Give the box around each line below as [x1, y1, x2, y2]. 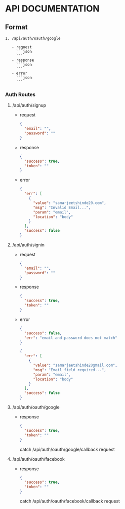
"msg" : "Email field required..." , [33, 367, 106, 372]
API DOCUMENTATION [5, 3, 100, 14]
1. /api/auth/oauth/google [5, 36, 61, 41]
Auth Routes [5, 91, 36, 98]
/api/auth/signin [12, 242, 45, 248]
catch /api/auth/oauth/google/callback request [19, 446, 115, 452]
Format [5, 23, 28, 31]
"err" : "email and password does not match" [24, 335, 118, 340]
